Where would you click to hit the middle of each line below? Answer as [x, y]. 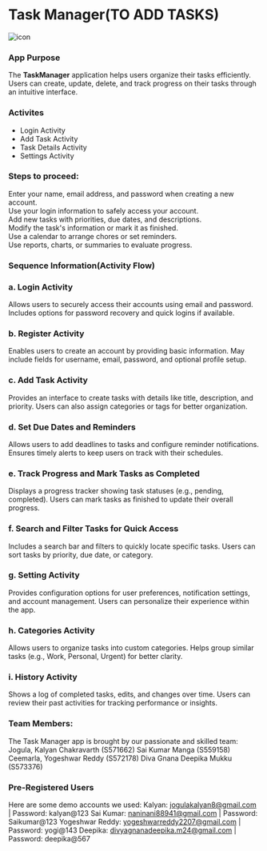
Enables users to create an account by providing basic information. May [127, 351]
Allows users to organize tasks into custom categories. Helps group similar [131, 648]
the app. [22, 609]
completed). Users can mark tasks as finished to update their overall [121, 499]
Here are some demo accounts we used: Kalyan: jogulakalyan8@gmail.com [133, 805]
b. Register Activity [46, 334]
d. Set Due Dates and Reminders [72, 427]
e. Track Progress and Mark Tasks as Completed [104, 473]
